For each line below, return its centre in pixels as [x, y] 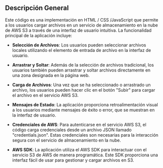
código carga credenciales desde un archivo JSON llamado [72, 130]
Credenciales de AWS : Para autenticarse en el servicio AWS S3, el [79, 124]
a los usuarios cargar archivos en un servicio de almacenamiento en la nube [81, 25]
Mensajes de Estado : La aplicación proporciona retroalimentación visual [85, 104]
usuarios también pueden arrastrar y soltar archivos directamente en [81, 70]
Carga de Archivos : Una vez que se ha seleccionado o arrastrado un [81, 85]
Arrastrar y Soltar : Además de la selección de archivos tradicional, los [83, 65]
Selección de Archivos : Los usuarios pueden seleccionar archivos [79, 45]
